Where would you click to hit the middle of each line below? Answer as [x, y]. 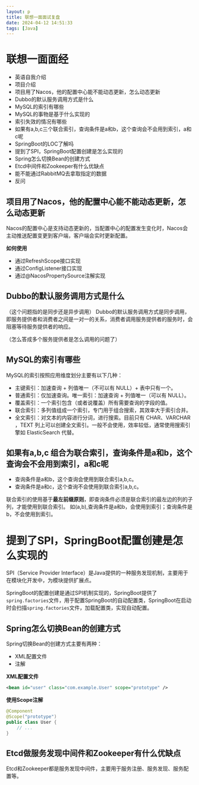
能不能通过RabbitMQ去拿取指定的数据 [61, 174]
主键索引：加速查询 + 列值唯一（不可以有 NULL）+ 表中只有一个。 [95, 387]
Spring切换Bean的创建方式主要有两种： [54, 644]
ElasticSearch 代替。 [52, 432]
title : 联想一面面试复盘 [33, 17]
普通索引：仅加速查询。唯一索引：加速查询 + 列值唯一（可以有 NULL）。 [102, 395]
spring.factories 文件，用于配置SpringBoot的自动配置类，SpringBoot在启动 [99, 600]
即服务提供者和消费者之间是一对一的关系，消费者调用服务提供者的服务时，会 [99, 319]
